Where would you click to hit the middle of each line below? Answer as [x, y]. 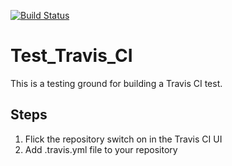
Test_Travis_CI [71, 56]
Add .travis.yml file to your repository [101, 149]
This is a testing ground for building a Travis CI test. [116, 83]
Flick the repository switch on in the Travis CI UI [123, 139]
